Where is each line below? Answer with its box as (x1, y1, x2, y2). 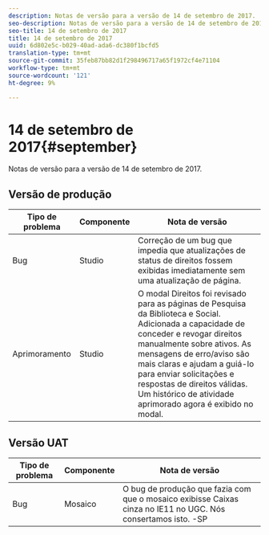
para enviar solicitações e (137, 369, 235, 380)
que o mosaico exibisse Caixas (122, 493, 239, 504)
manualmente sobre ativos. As (137, 338, 252, 349)
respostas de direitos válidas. (137, 378, 248, 390)
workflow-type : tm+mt (8, 64, 81, 72)
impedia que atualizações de (137, 245, 246, 256)
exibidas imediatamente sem (137, 265, 246, 276)
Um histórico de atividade (137, 389, 235, 400)
